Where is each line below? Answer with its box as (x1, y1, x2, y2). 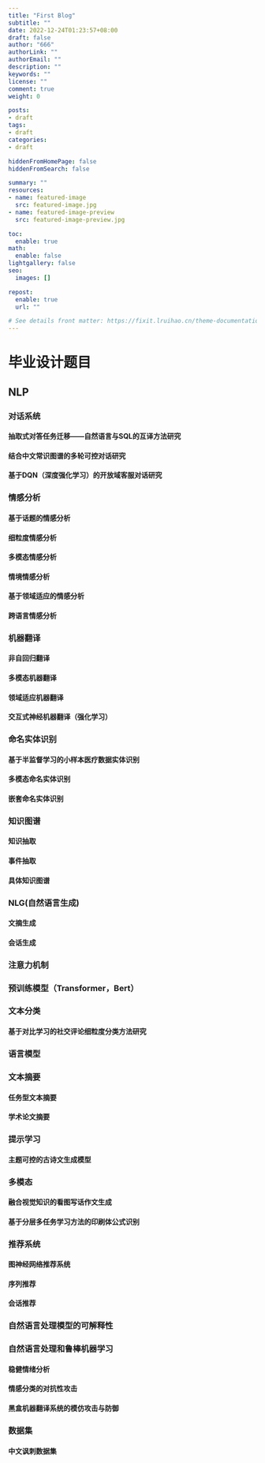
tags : (8, 122, 26, 129)
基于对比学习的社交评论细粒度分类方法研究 (8, 1027, 147, 1036)
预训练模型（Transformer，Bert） (8, 982, 140, 993)
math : (8, 245, 26, 253)
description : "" (8, 63, 62, 71)
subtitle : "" (8, 19, 51, 27)
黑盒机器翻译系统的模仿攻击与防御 (8, 1404, 119, 1413)
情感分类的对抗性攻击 (8, 1384, 77, 1394)
